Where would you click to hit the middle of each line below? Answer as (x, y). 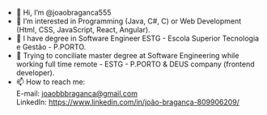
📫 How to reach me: (51, 82)
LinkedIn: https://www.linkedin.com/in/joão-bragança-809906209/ (128, 102)
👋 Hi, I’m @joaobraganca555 (64, 13)
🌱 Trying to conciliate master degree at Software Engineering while (127, 55)
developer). (35, 72)
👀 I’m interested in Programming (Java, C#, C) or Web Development (129, 21)
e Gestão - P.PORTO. (51, 47)
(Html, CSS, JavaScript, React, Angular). (83, 30)
